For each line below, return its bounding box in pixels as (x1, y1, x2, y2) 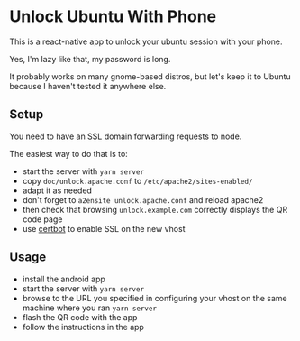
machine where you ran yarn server (22, 302, 158, 313)
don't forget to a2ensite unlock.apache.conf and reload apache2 (22, 194, 264, 205)
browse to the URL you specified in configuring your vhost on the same (22, 292, 287, 303)
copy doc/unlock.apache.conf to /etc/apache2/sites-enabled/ (22, 175, 253, 186)
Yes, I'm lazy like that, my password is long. (9, 53, 171, 64)
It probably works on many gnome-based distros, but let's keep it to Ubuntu (9, 70, 291, 82)
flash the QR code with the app (22, 311, 138, 322)
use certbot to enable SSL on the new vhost (22, 223, 186, 234)
